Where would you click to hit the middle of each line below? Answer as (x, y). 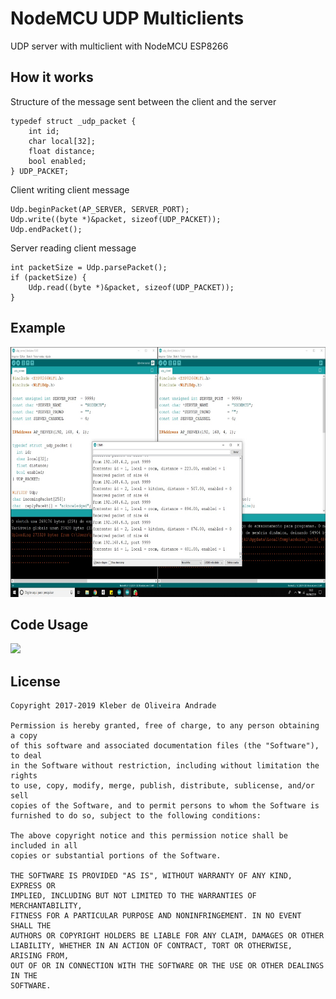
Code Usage (49, 624)
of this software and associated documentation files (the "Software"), (165, 746)
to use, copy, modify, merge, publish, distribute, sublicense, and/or (162, 786)
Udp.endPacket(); (46, 229)
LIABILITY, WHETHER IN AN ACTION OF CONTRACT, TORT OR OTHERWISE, (151, 946)
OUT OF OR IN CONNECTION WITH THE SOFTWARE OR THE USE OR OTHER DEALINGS (167, 966)
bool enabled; (57, 161)
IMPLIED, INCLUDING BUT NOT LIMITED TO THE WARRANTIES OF (133, 896)
